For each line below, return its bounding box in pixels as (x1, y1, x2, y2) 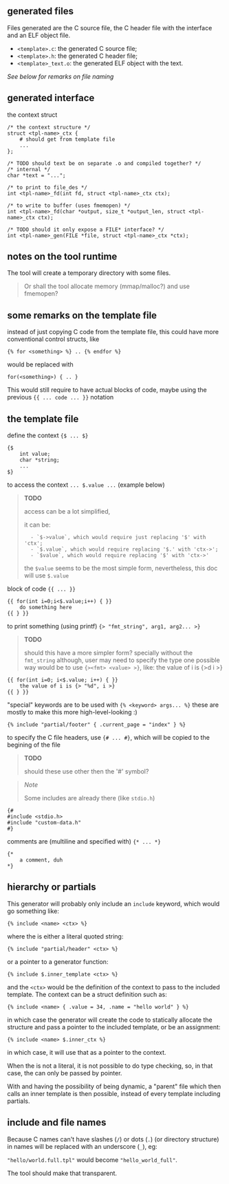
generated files (7, 6, 74, 17)
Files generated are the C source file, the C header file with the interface (7, 23, 212, 32)
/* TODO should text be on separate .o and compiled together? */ (7, 160, 201, 167)
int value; (19, 450, 51, 458)
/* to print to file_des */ (7, 184, 88, 191)
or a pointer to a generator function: (7, 957, 109, 965)
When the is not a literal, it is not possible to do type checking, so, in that (7, 1062, 213, 1070)
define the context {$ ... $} (7, 431, 89, 439)
